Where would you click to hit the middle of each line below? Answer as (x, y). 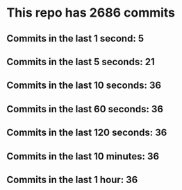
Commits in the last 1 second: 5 (75, 38)
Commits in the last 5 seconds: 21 (81, 61)
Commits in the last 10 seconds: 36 (84, 86)
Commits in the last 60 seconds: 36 (85, 109)
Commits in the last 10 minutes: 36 (83, 156)
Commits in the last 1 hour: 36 (72, 179)
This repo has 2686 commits (91, 13)
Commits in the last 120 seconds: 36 (87, 133)
